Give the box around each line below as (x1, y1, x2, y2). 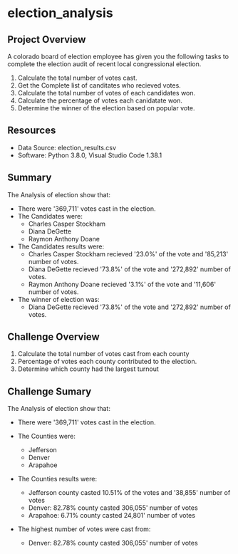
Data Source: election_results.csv (17, 143, 116, 152)
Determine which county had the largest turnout (17, 365, 159, 373)
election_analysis (7, 5, 113, 21)
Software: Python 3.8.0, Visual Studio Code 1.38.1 (17, 151, 162, 160)
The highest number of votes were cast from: (17, 525, 151, 533)
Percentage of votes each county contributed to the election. (17, 357, 197, 366)
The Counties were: (17, 432, 76, 441)
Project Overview (7, 33, 86, 46)
